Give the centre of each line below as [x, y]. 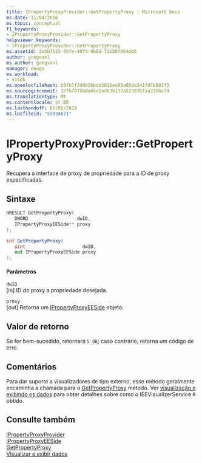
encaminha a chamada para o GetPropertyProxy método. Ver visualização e [101, 388]
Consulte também [41, 420]
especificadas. [25, 180]
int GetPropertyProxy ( [35, 241]
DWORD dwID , [52, 219]
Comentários [32, 367]
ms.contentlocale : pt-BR [38, 102]
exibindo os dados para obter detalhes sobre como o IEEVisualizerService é [101, 394]
